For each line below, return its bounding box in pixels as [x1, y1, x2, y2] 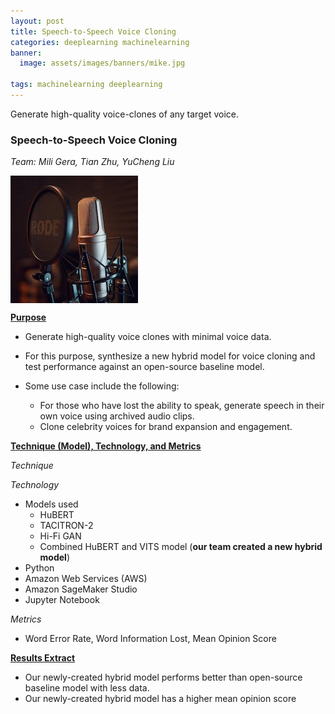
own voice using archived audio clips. [39, 410, 195, 422]
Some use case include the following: [24, 380, 180, 392]
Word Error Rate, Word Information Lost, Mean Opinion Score [24, 633, 277, 645]
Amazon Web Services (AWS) [24, 573, 148, 585]
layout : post [10, 16, 65, 26]
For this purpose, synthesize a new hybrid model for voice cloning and [24, 350, 316, 362]
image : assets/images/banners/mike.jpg [19, 58, 186, 69]
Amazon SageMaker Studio [24, 583, 138, 595]
